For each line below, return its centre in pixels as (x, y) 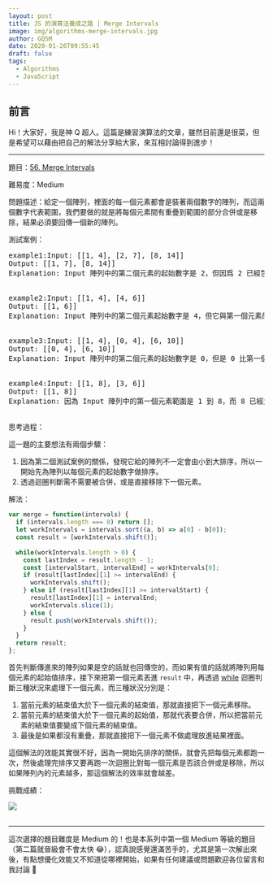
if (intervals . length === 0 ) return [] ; (85, 522)
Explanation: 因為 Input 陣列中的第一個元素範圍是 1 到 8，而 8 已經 (136, 402)
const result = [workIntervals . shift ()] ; (87, 537)
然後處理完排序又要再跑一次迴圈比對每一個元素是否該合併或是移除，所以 (143, 763)
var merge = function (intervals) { (69, 515)
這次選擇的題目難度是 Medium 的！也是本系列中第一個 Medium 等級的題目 (132, 839)
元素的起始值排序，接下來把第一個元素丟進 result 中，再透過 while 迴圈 (135, 678)
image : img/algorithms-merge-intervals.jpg (83, 31)
